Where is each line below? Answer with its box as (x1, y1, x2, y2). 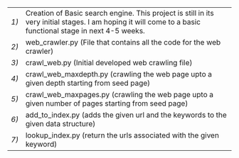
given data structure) (25, 119, 96, 128)
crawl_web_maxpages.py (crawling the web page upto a (25, 90, 214, 99)
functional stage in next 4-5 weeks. (25, 26, 146, 35)
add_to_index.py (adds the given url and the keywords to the (25, 110, 228, 120)
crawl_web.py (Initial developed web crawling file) (25, 58, 193, 67)
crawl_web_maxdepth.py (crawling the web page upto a (25, 69, 212, 79)
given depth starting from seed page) (25, 78, 151, 88)
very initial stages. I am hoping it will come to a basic (25, 17, 201, 27)
